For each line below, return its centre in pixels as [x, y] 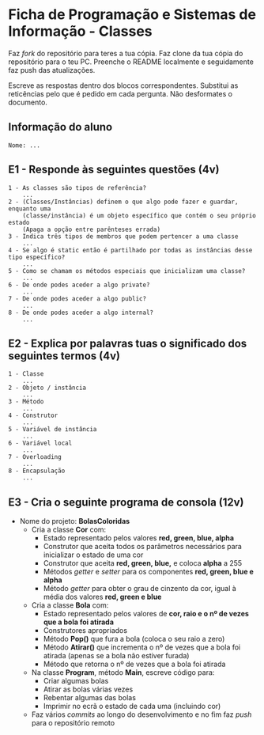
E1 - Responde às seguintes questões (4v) [114, 170]
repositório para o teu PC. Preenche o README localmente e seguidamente [131, 62]
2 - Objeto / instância [47, 388]
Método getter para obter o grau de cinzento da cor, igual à [140, 589]
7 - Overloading [35, 457]
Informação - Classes [80, 31]
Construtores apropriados [85, 631]
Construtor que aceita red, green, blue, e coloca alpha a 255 [143, 563]
